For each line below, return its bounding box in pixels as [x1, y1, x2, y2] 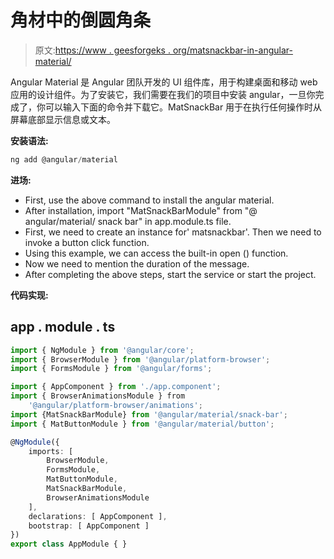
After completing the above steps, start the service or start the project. [24, 268, 317, 280]
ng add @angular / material [10, 154, 118, 165]
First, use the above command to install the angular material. [24, 194, 275, 206]
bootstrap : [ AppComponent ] [28, 521, 150, 531]
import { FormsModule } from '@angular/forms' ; [10, 364, 213, 374]
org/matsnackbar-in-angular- [172, 44, 293, 56]
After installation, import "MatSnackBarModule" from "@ [24, 204, 258, 216]
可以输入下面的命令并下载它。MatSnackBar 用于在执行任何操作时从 [44, 101, 323, 113]
